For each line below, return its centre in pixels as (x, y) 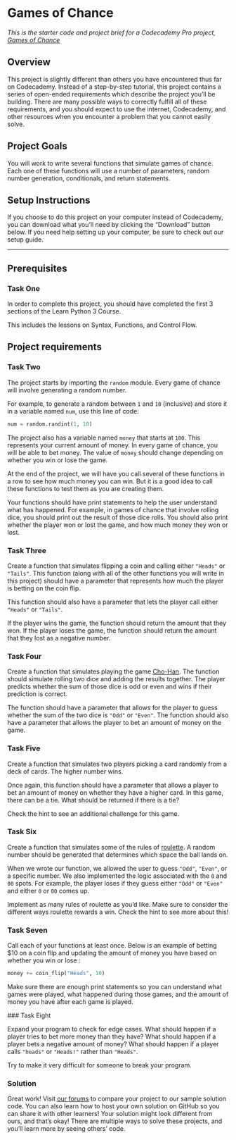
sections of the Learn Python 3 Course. (64, 311)
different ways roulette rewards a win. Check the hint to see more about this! (118, 912)
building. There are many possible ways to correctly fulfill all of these (107, 101)
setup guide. (25, 240)
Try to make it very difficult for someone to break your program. (99, 1065)
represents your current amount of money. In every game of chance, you (112, 445)
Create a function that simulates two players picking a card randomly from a (117, 764)
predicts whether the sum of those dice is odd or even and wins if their (110, 687)
